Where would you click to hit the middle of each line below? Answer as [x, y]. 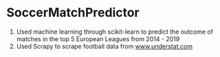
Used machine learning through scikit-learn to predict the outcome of [115, 32]
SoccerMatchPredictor [73, 13]
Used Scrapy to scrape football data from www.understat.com [104, 46]
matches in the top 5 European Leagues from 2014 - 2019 [98, 38]
